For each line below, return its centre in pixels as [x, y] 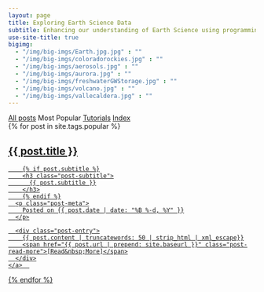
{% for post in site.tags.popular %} [64, 126]
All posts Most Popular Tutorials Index [70, 118]
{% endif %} [42, 197]
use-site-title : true [44, 37]
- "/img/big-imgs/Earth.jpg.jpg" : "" [79, 52]
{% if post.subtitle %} [61, 170]
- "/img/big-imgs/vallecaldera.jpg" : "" [84, 96]
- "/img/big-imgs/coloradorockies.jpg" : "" [89, 60]
